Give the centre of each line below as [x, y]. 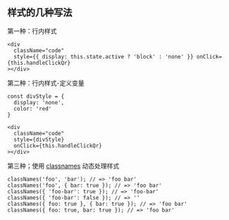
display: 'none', [39, 102]
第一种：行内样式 [32, 31]
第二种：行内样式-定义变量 [46, 82]
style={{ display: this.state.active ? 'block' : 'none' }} [104, 56]
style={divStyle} [39, 140]
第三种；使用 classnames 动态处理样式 [63, 166]
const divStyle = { [36, 96]
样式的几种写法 [40, 13]
